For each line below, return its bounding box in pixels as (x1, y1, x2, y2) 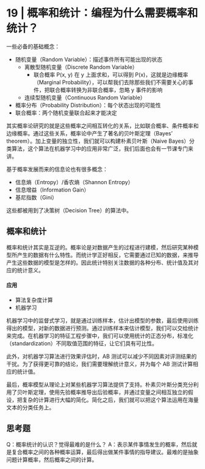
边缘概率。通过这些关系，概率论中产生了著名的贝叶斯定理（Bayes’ (6, 129, 173, 137)
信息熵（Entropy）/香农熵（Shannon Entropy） (15, 178, 134, 185)
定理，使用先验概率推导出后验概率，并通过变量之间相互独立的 (32, 388, 188, 396)
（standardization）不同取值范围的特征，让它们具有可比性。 (6, 340, 157, 347)
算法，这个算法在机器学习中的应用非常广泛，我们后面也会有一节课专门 (11, 145, 188, 152)
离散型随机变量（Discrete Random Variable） (24, 63, 138, 71)
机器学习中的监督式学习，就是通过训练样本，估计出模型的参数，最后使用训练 (6, 317, 199, 324)
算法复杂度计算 (15, 296, 53, 303)
